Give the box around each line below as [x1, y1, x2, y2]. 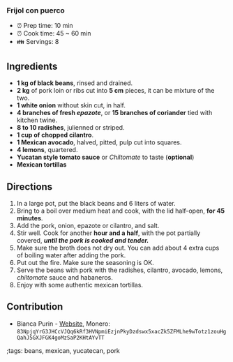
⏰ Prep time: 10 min [16, 22, 74, 30]
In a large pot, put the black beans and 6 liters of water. [16, 199, 176, 207]
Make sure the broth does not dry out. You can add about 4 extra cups [16, 243, 220, 252]
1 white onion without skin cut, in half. [16, 101, 126, 110]
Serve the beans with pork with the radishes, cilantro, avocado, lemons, [16, 266, 223, 274]
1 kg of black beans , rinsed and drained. [16, 79, 133, 87]
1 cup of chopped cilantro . [16, 131, 94, 139]
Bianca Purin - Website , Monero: [16, 319, 111, 328]
